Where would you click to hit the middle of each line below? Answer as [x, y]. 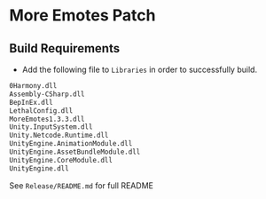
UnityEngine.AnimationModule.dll [71, 144]
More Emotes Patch [82, 16]
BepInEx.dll [31, 102]
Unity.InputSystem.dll [51, 127]
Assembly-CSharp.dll [47, 94]
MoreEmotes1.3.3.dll [47, 119]
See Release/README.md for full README [81, 185]
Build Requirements [65, 48]
